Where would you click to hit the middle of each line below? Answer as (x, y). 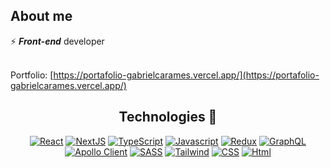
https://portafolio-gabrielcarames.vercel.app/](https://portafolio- (186, 75)
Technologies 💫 (168, 117)
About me (41, 16)
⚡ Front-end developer (57, 41)
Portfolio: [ (32, 75)
